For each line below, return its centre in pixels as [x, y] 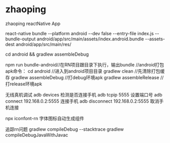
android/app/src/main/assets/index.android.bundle [90, 39]
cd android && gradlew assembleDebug [47, 54]
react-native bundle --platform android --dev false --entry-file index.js [80, 33]
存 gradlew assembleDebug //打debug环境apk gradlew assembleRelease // [84, 77]
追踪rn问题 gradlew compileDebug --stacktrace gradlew [65, 129]
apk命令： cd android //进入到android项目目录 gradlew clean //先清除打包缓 [85, 71]
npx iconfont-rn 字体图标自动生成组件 [45, 118]
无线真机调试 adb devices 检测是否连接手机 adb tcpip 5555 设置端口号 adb [84, 94]
